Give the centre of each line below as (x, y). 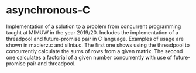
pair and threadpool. (51, 63)
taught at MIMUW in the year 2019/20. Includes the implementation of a (92, 32)
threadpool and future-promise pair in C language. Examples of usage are (95, 39)
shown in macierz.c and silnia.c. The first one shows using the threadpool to (98, 45)
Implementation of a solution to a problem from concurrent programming (94, 26)
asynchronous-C (48, 10)
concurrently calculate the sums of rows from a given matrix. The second (94, 51)
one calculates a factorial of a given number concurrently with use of (89, 57)
